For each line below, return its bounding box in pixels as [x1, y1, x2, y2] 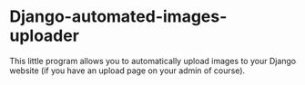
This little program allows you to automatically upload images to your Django [9, 55, 297, 66]
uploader [9, 25, 80, 46]
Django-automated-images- [9, 6, 228, 27]
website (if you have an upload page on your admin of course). [9, 65, 246, 76]
